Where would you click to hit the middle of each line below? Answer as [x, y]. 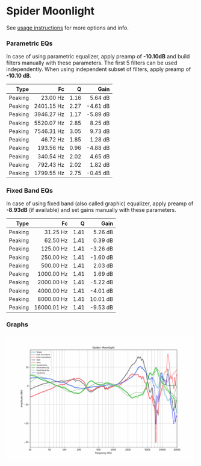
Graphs [17, 325]
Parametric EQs [29, 43]
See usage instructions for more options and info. [68, 28]
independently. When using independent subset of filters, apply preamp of [99, 69]
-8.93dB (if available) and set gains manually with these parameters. [91, 210]
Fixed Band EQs [29, 190]
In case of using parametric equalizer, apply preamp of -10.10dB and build [98, 57]
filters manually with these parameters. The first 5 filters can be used [92, 63]
